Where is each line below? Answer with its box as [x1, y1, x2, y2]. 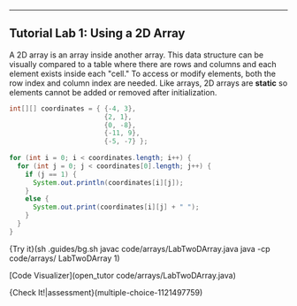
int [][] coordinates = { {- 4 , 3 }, [9, 103, 137, 113]
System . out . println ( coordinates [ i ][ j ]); [32, 178, 184, 187]
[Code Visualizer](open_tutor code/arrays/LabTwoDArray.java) [9, 270, 237, 280]
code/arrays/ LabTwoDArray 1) [9, 253, 121, 264]
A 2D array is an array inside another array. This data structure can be [9, 50, 263, 60]
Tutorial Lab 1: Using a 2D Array [9, 26, 186, 41]
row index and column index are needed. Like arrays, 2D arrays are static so [9, 77, 288, 88]
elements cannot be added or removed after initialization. [9, 87, 217, 97]
